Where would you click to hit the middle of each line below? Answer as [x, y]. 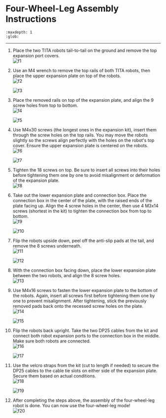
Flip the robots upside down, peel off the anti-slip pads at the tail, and [83, 241]
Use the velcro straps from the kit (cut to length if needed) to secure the [86, 365]
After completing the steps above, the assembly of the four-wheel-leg [83, 400]
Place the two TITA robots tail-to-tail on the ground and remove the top [85, 50]
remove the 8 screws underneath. [47, 246]
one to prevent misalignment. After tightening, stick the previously [80, 301]
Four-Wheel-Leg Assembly [62, 9]
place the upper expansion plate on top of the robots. [67, 76]
